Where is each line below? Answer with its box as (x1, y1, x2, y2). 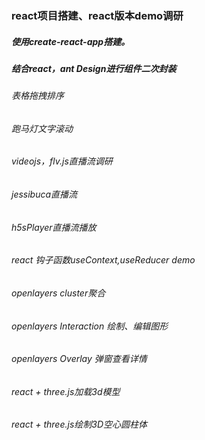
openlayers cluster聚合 (11, 287, 106, 299)
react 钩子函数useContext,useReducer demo (11, 254, 196, 266)
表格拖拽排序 (11, 90, 64, 102)
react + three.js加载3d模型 (11, 385, 121, 397)
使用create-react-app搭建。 (11, 35, 131, 47)
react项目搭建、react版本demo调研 (11, 8, 184, 22)
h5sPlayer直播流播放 (11, 221, 97, 233)
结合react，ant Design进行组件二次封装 (11, 62, 177, 74)
